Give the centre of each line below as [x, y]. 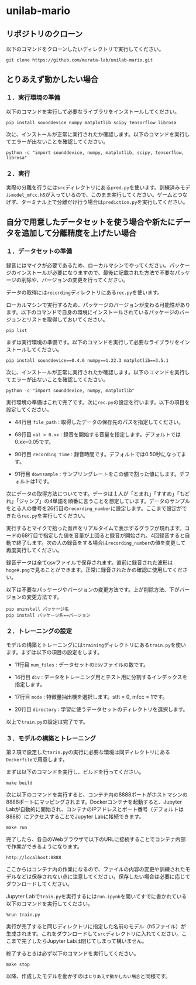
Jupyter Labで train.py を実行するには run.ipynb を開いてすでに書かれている [97, 897]
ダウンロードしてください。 [39, 884]
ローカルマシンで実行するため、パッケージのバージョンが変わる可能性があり [98, 305]
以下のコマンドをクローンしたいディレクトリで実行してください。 [85, 49]
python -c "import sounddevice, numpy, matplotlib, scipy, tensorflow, [95, 153]
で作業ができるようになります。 [44, 847]
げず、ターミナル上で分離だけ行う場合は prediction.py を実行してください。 [97, 202]
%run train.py [23, 915]
